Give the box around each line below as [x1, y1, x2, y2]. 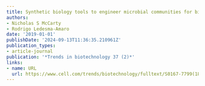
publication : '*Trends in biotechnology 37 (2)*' [6, 54, 135, 60]
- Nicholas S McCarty [6, 20, 62, 26]
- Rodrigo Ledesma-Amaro [6, 25, 70, 32]
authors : [6, 15, 29, 21]
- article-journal [6, 48, 53, 55]
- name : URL [6, 65, 37, 71]
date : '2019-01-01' [6, 31, 56, 38]
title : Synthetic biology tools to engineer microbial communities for [6, 8, 192, 15]
